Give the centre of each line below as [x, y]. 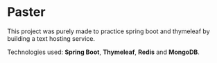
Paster [26, 12]
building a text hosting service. [51, 38]
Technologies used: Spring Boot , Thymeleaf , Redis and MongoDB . [103, 52]
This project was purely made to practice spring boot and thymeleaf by [108, 31]
